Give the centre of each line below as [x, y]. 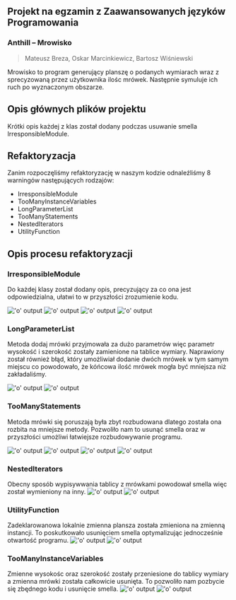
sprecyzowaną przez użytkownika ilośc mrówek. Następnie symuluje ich [112, 79]
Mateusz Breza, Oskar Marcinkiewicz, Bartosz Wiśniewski [108, 58]
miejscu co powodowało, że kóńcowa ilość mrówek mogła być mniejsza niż [117, 367]
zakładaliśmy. [27, 375]
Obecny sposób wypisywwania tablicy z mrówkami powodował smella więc [117, 484]
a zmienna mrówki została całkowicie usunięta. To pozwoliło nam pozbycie [116, 582]
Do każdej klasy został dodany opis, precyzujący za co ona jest [99, 289]
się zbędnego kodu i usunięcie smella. [63, 589]
